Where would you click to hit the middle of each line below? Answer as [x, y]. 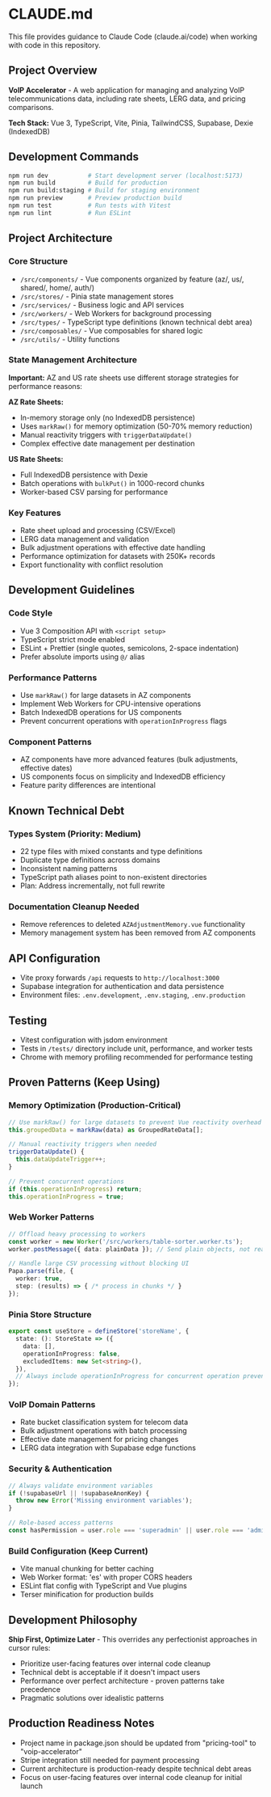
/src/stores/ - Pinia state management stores [97, 296]
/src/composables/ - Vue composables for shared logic [111, 330]
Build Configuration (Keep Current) [78, 1551]
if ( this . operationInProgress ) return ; [75, 1189]
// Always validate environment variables [81, 1486]
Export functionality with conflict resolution [92, 565]
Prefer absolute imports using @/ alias [82, 657]
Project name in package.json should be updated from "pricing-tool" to [138, 1743]
